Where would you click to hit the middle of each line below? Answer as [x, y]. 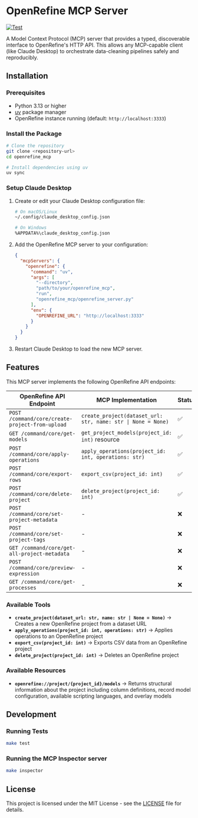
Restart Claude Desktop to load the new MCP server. [79, 349]
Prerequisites [26, 93]
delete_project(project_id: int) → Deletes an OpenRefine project [97, 655]
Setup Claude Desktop [39, 188]
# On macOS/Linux [36, 212]
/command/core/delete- [41, 494]
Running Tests [27, 731]
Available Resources [36, 670]
